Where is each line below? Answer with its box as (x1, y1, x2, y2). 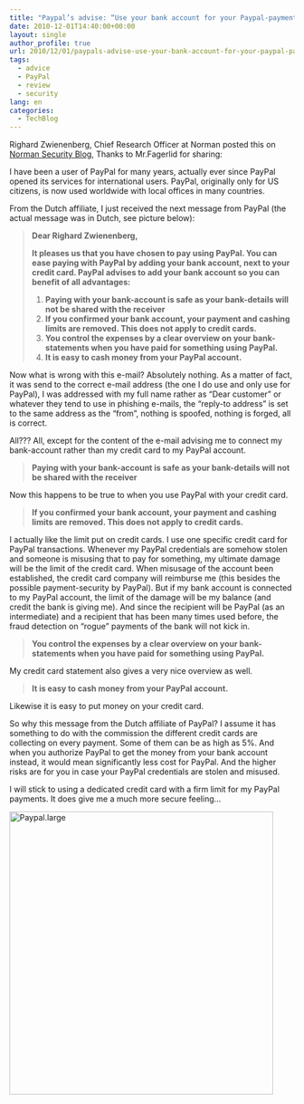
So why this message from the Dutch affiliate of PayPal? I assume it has (9, 718, 276, 729)
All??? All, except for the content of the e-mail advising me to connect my (9, 436, 283, 446)
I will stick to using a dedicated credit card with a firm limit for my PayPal (9, 784, 280, 795)
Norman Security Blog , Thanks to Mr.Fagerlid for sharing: (9, 149, 223, 159)
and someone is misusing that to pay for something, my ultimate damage (9, 553, 280, 564)
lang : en (9, 97, 43, 107)
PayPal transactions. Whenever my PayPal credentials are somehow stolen (9, 544, 288, 555)
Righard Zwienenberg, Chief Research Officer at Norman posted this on (9, 139, 276, 150)
